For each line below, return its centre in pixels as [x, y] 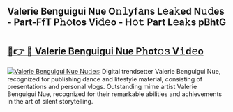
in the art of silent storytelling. [50, 101]
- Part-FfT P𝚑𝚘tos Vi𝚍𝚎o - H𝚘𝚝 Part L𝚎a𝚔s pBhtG [117, 23]
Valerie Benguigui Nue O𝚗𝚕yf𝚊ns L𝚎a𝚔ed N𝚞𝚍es [116, 11]
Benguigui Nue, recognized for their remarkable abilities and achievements [114, 94]
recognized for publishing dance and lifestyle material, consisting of [105, 79]
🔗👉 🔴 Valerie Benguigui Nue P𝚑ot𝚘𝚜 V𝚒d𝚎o [105, 51]
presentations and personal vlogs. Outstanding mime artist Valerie [102, 87]
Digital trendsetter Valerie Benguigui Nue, [161, 71]
